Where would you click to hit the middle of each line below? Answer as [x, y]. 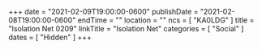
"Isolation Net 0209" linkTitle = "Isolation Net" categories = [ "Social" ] [126, 29]
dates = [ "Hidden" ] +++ [50, 37]
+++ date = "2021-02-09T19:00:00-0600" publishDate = [103, 12]
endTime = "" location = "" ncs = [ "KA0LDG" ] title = [166, 20]
